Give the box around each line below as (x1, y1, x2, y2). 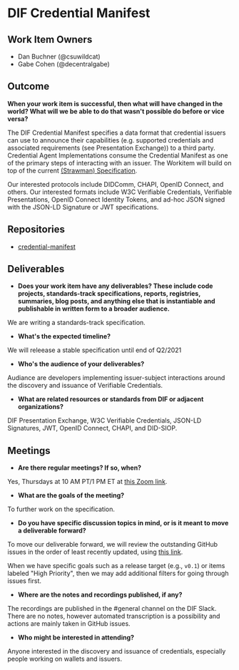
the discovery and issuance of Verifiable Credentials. (7, 381, 163, 390)
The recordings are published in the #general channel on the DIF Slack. (7, 604, 217, 613)
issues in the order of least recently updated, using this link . (7, 547, 183, 557)
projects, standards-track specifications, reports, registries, (17, 289, 201, 298)
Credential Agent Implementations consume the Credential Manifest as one (7, 151, 228, 160)
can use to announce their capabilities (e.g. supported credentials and (7, 135, 214, 144)
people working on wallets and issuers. (7, 654, 123, 664)
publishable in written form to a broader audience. (17, 304, 170, 313)
